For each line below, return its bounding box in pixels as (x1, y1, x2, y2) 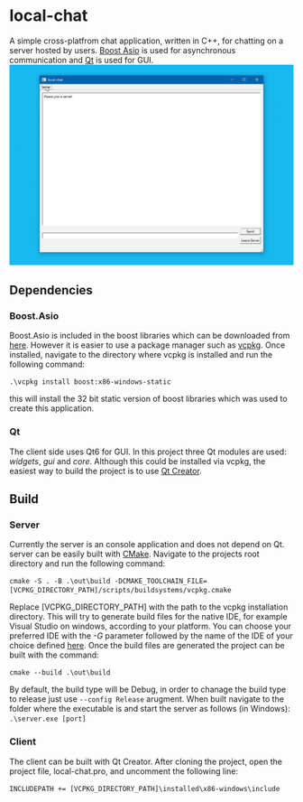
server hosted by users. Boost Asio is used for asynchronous (9, 44, 236, 55)
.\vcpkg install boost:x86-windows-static (9, 378, 171, 387)
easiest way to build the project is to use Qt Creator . (9, 465, 203, 476)
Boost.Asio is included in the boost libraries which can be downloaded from (9, 331, 290, 341)
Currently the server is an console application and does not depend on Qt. (9, 539, 285, 550)
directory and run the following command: (9, 558, 166, 569)
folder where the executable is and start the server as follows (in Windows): (9, 704, 290, 714)
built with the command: (9, 649, 99, 660)
